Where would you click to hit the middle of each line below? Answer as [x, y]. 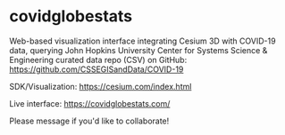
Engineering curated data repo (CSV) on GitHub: [98, 60]
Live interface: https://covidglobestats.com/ [90, 103]
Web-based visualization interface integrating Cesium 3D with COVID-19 [142, 41]
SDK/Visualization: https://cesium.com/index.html [101, 86]
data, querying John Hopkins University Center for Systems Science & [138, 50]
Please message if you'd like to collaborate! [89, 121]
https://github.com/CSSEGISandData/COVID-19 [96, 69]
